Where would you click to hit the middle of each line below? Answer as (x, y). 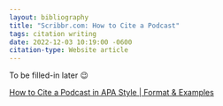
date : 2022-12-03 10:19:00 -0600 (71, 42)
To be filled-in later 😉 (49, 75)
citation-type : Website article (69, 50)
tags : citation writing (53, 34)
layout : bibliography (49, 17)
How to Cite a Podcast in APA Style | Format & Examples (111, 93)
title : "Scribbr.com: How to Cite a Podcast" (94, 26)
